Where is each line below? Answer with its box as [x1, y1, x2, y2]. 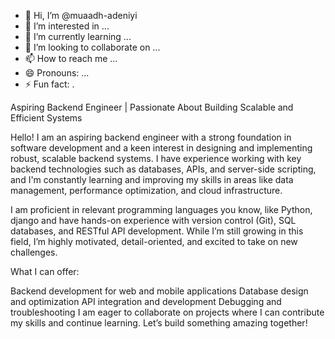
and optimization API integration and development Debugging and [10, 296, 282, 307]
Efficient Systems [10, 112, 83, 124]
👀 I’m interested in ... [24, 20, 110, 32]
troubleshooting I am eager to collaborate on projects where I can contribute [10, 306, 325, 318]
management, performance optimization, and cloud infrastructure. [10, 185, 283, 196]
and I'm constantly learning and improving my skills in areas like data [10, 174, 294, 185]
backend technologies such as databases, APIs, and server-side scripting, [10, 163, 317, 175]
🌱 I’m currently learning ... [24, 31, 132, 42]
